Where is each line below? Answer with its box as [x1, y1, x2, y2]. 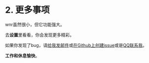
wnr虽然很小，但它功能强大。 [5, 21, 65, 27]
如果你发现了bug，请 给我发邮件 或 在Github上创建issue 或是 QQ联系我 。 [5, 42, 148, 48]
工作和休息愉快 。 [5, 52, 40, 59]
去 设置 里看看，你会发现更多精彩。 [5, 32, 74, 38]
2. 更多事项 [5, 4, 50, 16]
